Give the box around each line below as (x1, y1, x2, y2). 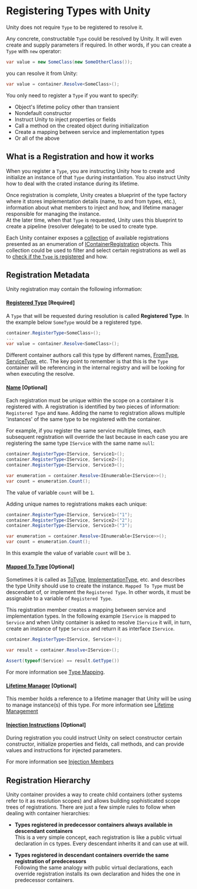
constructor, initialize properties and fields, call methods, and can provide (6, 740, 184, 747)
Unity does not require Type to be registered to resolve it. (6, 24, 143, 31)
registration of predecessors (14, 858, 86, 865)
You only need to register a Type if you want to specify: (6, 91, 139, 99)
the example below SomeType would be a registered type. (6, 319, 143, 326)
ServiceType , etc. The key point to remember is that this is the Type (6, 358, 169, 365)
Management (6, 708, 38, 715)
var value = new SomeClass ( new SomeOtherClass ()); (6, 59, 133, 65)
